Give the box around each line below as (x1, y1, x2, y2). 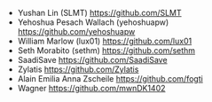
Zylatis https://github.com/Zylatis (17, 64, 139, 75)
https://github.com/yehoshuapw (17, 27, 136, 36)
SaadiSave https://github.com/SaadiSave (17, 55, 168, 65)
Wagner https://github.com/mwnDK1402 (17, 83, 166, 93)
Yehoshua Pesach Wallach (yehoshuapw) (17, 17, 169, 27)
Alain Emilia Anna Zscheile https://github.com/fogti (17, 74, 204, 83)
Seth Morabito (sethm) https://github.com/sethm (17, 45, 196, 56)
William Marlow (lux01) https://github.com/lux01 (17, 35, 192, 46)
